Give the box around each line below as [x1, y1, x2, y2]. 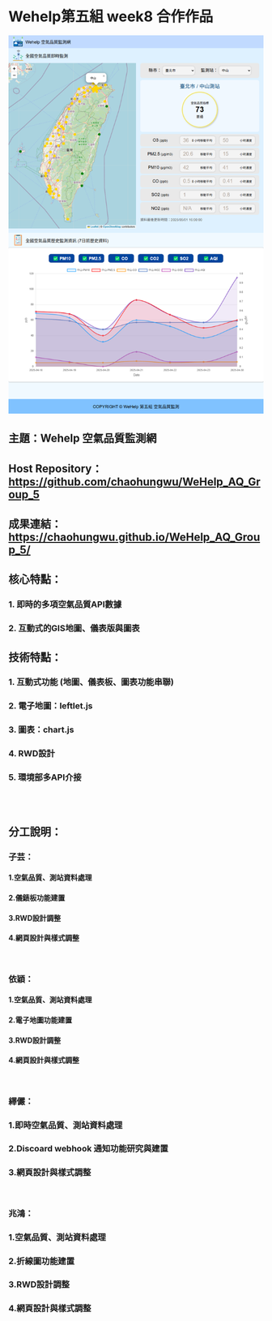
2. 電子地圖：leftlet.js [8, 700, 93, 712]
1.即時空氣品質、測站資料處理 [8, 1119, 123, 1130]
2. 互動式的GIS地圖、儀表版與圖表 [8, 622, 140, 634]
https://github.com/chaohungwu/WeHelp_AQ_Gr [8, 475, 261, 488]
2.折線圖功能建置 [8, 1255, 75, 1267]
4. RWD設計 [8, 748, 55, 759]
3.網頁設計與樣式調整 [8, 1167, 91, 1178]
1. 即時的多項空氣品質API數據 [8, 599, 122, 610]
